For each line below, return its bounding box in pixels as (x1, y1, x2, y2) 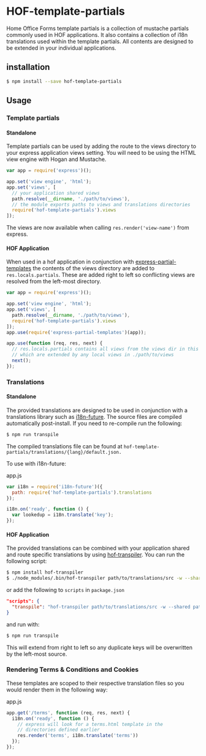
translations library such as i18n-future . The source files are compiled (6, 413, 182, 420)
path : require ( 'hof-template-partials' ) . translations (12, 489, 152, 496)
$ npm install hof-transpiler (6, 569, 84, 575)
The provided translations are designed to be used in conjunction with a (6, 407, 188, 414)
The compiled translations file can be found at (6, 442, 123, 450)
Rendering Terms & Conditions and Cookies (6, 665, 139, 674)
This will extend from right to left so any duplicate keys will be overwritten (6, 644, 193, 651)
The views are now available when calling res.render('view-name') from (6, 224, 189, 232)
